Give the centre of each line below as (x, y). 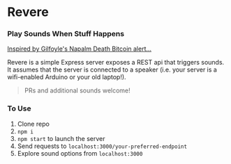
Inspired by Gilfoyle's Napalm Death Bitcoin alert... (80, 49)
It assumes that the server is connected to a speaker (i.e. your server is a (112, 69)
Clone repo (33, 124)
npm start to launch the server (61, 138)
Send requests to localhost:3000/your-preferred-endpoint (102, 146)
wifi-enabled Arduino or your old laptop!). (67, 77)
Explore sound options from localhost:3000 (80, 153)
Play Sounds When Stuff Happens (66, 34)
